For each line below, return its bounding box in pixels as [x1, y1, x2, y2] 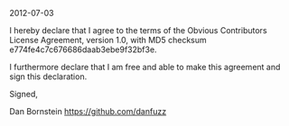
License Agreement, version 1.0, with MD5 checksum [9, 35, 208, 45]
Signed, [9, 89, 38, 99]
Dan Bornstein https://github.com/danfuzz [9, 106, 167, 116]
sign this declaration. [9, 71, 88, 82]
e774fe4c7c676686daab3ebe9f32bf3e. [9, 44, 157, 55]
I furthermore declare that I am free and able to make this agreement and [9, 62, 281, 72]
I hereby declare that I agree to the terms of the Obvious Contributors [9, 25, 268, 35]
